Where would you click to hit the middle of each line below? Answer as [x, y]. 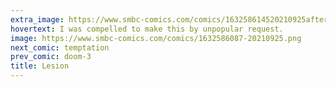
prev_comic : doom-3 [51, 57]
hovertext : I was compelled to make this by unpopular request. [147, 29]
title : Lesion [40, 66]
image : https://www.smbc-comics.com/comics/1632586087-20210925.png [156, 38]
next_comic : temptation [60, 47]
